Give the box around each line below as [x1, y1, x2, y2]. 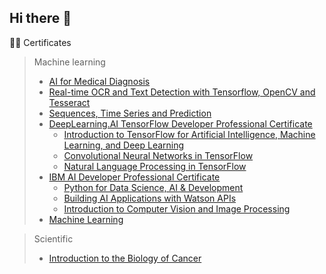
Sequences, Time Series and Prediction [48, 107, 212, 119]
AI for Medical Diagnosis [48, 75, 151, 87]
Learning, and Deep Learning [63, 139, 185, 151]
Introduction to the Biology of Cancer [48, 252, 202, 264]
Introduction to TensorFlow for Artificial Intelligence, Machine [63, 128, 316, 140]
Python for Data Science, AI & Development [63, 181, 244, 193]
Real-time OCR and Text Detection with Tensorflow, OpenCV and [48, 86, 316, 98]
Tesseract [48, 96, 91, 108]
